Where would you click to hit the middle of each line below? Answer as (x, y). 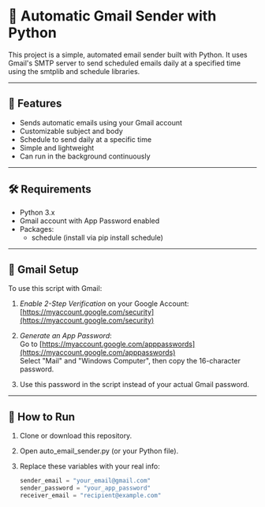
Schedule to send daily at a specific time (86, 139)
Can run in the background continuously (85, 156)
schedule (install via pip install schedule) (97, 237)
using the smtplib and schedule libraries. (74, 71)
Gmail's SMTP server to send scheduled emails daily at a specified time (125, 63)
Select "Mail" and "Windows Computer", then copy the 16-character (130, 361)
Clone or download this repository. (76, 436)
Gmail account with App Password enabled (90, 221)
